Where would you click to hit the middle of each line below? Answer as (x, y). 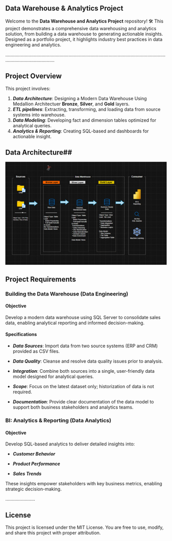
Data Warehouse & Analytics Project (64, 8)
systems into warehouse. (39, 115)
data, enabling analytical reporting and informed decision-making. (75, 323)
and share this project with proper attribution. (53, 533)
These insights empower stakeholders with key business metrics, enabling (84, 484)
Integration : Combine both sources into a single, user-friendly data (84, 371)
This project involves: (28, 88)
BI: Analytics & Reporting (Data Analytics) (58, 420)
